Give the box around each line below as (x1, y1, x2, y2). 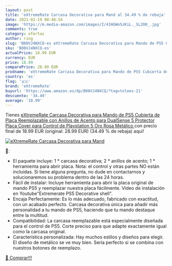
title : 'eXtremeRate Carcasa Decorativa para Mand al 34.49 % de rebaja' (5, 12, 166, 17)
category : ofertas (5, 31, 45, 36)
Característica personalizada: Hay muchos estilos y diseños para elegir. (12, 234, 164, 240)
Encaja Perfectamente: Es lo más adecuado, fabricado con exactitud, (12, 196, 159, 202)
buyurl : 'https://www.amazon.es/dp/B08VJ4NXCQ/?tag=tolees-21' (5, 88, 143, 94)
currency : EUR (5, 55, 36, 60)
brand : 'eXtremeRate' (5, 83, 52, 88)
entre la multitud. (12, 212, 49, 218)
